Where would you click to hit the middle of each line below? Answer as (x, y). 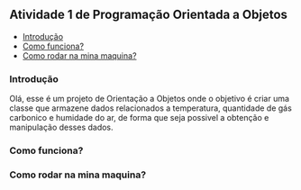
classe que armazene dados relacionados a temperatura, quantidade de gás (151, 108)
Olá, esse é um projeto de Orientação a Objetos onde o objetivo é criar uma (150, 99)
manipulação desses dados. (62, 127)
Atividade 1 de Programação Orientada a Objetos (149, 15)
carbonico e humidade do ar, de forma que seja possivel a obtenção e (139, 118)
